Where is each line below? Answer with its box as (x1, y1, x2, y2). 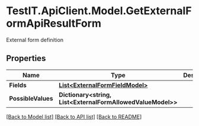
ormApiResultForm (6, 17, 102, 30)
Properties (6, 53, 46, 63)
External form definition (6, 36, 64, 43)
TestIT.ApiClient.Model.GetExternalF (6, 4, 192, 18)
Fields (9, 81, 27, 89)
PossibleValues (9, 94, 53, 102)
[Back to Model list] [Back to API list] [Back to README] (6, 113, 142, 120)
